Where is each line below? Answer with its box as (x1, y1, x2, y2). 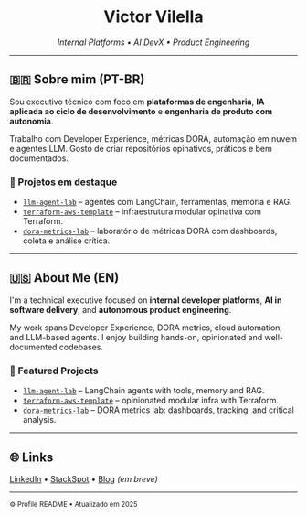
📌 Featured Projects (9, 364, 99, 377)
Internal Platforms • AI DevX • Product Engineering (57, 37, 250, 48)
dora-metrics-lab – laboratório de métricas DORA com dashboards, (22, 226, 278, 237)
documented (9, 341, 58, 352)
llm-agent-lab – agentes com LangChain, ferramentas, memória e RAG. (22, 197, 292, 208)
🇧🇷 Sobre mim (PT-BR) (9, 71, 145, 88)
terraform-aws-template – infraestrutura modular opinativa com (22, 206, 262, 217)
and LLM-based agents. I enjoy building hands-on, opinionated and (9, 331, 263, 342)
